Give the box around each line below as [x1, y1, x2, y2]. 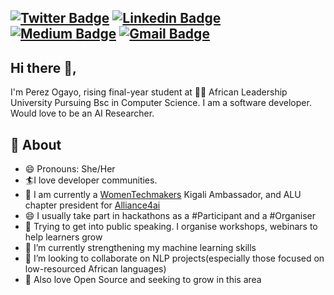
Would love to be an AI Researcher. [10, 107, 155, 120]
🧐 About [10, 136, 62, 153]
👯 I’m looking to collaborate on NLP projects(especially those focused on [24, 252, 325, 265]
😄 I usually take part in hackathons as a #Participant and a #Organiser [24, 210, 317, 222]
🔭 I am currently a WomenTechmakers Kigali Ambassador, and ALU [24, 189, 302, 201]
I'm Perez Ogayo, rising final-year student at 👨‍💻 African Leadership [10, 86, 288, 98]
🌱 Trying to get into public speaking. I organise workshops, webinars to [24, 221, 318, 233]
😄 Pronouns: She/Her [24, 163, 116, 175]
